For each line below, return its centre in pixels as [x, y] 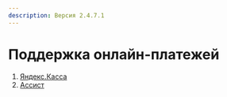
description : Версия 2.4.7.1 [56, 15]
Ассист [32, 84]
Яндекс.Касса [43, 76]
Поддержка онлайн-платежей [114, 54]
